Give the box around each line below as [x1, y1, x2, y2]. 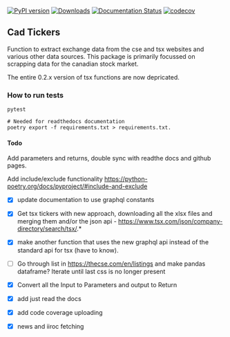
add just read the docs [17, 294, 82, 302]
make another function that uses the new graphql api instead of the [17, 238, 209, 246]
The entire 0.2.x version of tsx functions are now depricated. [7, 73, 180, 81]
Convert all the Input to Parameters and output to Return [17, 280, 178, 289]
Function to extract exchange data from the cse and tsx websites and [7, 45, 204, 53]
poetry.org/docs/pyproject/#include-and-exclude [7, 182, 148, 190]
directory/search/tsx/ [17, 225, 77, 233]
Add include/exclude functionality [7, 175, 104, 183]
